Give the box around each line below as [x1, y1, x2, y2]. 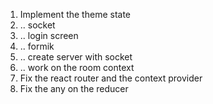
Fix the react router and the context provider [19, 72, 203, 84]
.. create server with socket [19, 51, 133, 63]
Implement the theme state [19, 9, 132, 20]
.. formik [19, 40, 55, 52]
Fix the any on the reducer [19, 83, 129, 94]
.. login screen [19, 30, 79, 41]
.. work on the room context [19, 62, 135, 73]
